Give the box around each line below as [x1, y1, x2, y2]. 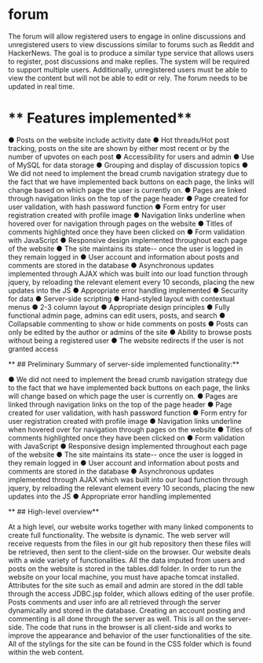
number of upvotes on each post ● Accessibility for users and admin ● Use [8, 152, 255, 161]
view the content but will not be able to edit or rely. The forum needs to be [8, 73, 248, 83]
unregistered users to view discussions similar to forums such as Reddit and [8, 39, 254, 49]
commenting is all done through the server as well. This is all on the [8, 613, 226, 623]
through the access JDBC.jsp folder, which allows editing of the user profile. [8, 588, 254, 599]
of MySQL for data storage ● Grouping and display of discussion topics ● [8, 160, 249, 170]
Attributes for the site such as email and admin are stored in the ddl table [8, 580, 243, 590]
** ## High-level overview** [8, 506, 100, 516]
